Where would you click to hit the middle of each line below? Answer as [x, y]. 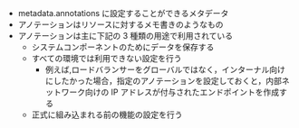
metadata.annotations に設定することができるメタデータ [123, 13]
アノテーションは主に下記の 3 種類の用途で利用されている [125, 36]
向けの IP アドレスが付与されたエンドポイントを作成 [182, 92]
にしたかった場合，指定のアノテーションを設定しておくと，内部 [164, 81]
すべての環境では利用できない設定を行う [107, 58]
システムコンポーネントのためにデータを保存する [123, 47]
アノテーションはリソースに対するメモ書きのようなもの [121, 24]
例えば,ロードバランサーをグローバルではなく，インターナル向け [165, 69]
